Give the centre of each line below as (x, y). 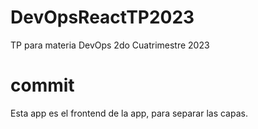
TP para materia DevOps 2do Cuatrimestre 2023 (110, 45)
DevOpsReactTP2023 (102, 17)
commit (42, 85)
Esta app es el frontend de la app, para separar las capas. (129, 113)
